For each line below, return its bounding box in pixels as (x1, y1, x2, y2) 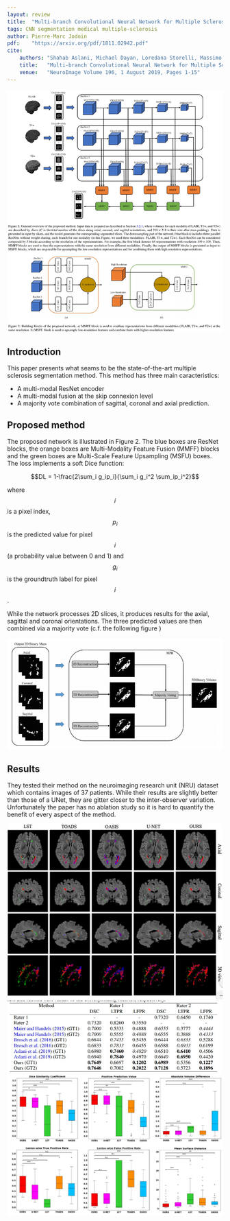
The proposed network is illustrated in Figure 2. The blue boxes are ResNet (7, 438, 219, 445)
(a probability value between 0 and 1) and (7, 552, 125, 560)
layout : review (7, 11, 51, 18)
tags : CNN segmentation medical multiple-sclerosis (7, 25, 157, 32)
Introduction (7, 346, 62, 357)
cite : (7, 47, 23, 54)
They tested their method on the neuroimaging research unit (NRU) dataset (7, 781, 219, 790)
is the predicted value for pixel (7, 530, 93, 538)
